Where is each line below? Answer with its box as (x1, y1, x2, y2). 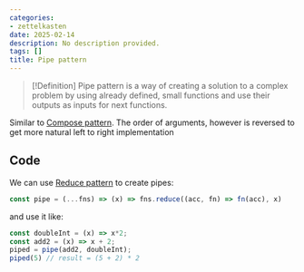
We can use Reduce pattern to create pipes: (9, 177, 174, 188)
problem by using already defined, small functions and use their (31, 90, 270, 101)
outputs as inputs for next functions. (31, 100, 168, 110)
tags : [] (9, 47, 43, 56)
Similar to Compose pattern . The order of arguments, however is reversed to (9, 117, 295, 128)
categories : (9, 13, 54, 23)
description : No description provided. (9, 38, 161, 48)
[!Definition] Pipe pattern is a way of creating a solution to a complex (31, 81, 289, 91)
